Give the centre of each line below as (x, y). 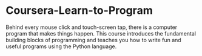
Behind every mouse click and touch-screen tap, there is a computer (92, 27)
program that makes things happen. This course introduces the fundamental (101, 33)
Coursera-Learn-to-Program (79, 11)
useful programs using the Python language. (61, 46)
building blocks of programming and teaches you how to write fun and (93, 40)
